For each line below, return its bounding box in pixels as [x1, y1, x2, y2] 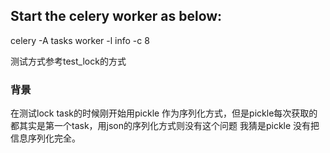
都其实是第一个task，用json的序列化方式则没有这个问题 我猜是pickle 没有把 [10, 120, 320, 132]
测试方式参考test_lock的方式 [10, 55, 127, 67]
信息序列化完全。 [10, 132, 81, 144]
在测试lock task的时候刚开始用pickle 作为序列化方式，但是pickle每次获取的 [10, 107, 318, 119]
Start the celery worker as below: [10, 8, 223, 25]
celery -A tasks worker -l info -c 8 [10, 34, 150, 46]
